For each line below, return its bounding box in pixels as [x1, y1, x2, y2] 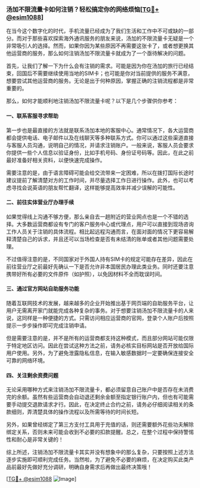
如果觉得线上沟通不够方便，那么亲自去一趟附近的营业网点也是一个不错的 [6, 213, 183, 220]
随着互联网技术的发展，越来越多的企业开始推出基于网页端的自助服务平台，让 [6, 299, 194, 306]
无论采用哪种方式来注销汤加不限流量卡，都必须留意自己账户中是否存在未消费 [6, 386, 194, 393]
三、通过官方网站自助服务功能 [6, 285, 79, 293]
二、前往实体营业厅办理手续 [6, 198, 74, 206]
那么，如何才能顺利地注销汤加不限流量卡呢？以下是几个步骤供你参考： [6, 97, 179, 105]
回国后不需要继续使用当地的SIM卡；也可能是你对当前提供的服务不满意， [16, 70, 193, 77]
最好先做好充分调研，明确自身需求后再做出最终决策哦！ [16, 464, 152, 471]
